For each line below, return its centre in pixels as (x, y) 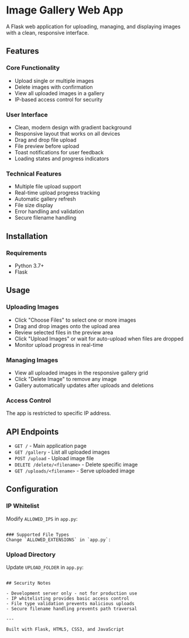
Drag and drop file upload (45, 140)
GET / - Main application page (50, 446)
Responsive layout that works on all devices (67, 133)
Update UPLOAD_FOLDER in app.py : (45, 567)
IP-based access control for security (59, 99)
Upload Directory (31, 554)
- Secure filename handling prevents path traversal (72, 609)
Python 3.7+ (29, 265)
